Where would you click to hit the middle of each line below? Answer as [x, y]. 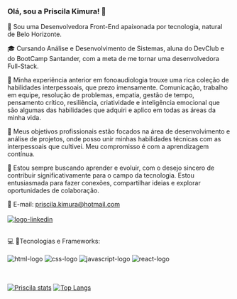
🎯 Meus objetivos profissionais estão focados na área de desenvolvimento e [119, 131]
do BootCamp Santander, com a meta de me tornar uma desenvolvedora [114, 59]
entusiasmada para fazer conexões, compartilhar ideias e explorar [104, 183]
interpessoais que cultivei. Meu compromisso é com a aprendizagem [108, 147]
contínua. [21, 154]
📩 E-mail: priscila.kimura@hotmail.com [64, 205]
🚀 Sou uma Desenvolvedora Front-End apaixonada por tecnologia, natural [115, 27]
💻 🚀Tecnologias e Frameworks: [54, 241]
